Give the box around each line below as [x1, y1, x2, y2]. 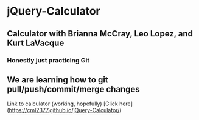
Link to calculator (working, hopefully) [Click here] [7, 100, 133, 107]
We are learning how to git [7, 75, 108, 85]
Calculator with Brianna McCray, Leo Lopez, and [7, 28, 194, 39]
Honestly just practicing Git [7, 56, 90, 64]
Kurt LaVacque [7, 38, 65, 48]
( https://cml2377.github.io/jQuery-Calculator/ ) [7, 107, 122, 114]
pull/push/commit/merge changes [7, 84, 140, 95]
